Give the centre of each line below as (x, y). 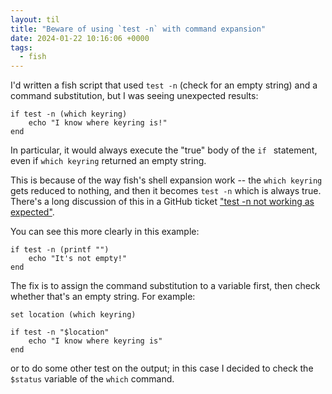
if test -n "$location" (60, 332)
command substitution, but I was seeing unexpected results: (134, 96)
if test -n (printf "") (60, 250)
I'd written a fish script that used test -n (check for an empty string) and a (164, 85)
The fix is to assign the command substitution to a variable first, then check (165, 286)
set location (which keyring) (73, 315)
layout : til (35, 19)
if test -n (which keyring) (69, 114)
